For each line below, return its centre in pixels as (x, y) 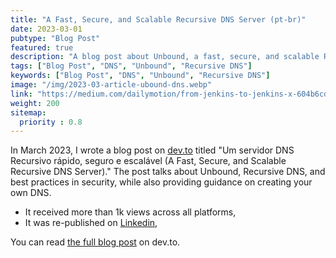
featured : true (42, 47)
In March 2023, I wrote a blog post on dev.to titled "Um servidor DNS (152, 150)
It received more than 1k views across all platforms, (130, 212)
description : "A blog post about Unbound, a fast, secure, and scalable (165, 57)
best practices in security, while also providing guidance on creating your (161, 182)
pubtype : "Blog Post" (55, 38)
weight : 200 (35, 103)
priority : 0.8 (51, 122)
